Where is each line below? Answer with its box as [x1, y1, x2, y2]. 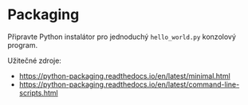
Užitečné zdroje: [7, 56, 61, 65]
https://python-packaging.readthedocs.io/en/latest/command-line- [18, 80, 240, 89]
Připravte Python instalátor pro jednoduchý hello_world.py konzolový [7, 32, 237, 41]
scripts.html [18, 87, 58, 97]
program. [7, 40, 38, 49]
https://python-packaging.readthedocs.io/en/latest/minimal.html [18, 71, 230, 80]
